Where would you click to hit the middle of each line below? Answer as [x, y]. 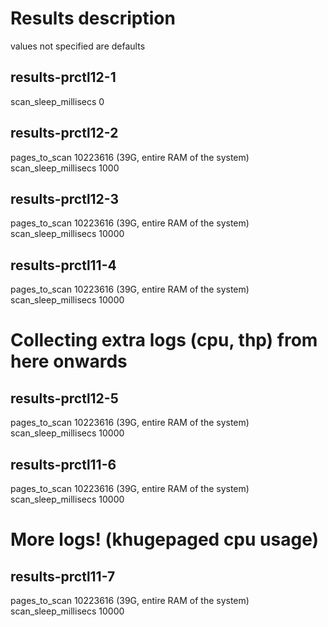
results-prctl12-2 [64, 133]
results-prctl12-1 [63, 77]
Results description [93, 18]
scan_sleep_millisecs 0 [57, 101]
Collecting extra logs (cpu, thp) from [164, 340]
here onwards [69, 361]
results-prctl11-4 [63, 265]
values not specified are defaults [78, 46]
